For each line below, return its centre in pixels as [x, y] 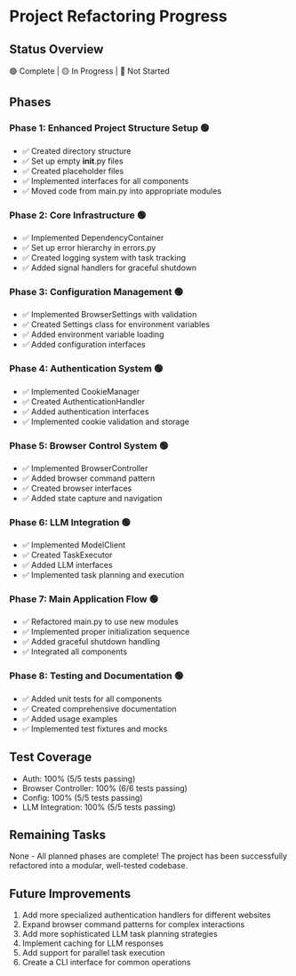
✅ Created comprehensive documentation [99, 708]
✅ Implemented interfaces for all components [105, 180]
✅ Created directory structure [76, 151]
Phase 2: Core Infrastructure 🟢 [78, 215]
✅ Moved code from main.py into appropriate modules [122, 191]
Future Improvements [70, 894]
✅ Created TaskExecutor [67, 555]
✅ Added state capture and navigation [92, 498]
